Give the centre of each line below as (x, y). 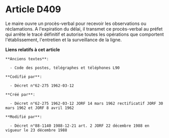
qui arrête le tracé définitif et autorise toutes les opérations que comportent (85, 34)
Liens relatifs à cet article (33, 49)
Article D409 (33, 9)
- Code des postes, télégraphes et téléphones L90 (65, 68)
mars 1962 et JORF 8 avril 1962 (40, 108)
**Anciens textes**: (27, 59)
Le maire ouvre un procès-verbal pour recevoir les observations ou (76, 23)
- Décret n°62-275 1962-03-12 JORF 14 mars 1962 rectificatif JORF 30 (87, 103)
